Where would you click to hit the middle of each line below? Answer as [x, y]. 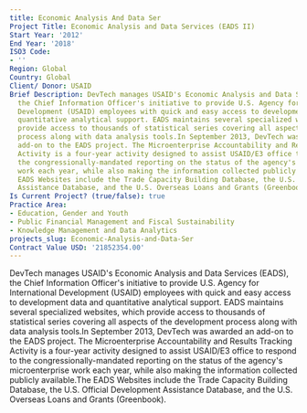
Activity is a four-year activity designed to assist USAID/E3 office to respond [153, 351]
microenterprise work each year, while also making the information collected [153, 370]
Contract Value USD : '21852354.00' [77, 248]
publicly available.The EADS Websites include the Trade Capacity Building [148, 380]
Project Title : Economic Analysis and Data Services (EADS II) [132, 26]
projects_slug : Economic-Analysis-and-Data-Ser [102, 238]
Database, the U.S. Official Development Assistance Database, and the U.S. [151, 390]
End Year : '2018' [42, 43]
